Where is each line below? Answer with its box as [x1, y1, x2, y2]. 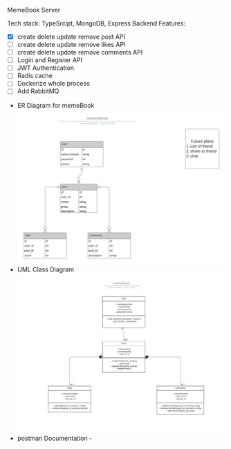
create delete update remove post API [17, 32, 126, 41]
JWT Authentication [17, 64, 75, 72]
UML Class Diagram [17, 265, 75, 274]
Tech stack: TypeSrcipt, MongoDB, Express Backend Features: [7, 19, 185, 27]
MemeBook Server [7, 6, 61, 14]
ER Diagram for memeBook [17, 101, 95, 109]
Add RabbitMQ [17, 87, 59, 95]
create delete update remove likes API [17, 41, 126, 49]
